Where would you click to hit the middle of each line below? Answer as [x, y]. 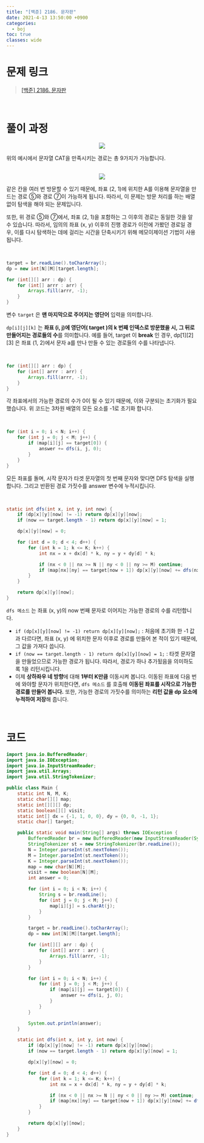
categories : [21, 23]
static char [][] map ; [44, 799]
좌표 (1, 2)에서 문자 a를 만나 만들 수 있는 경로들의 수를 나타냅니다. [98, 343]
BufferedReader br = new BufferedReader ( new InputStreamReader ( [111, 839]
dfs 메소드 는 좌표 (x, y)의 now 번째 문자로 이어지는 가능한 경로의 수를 [89, 610]
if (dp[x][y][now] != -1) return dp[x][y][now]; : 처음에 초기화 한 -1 [102, 631]
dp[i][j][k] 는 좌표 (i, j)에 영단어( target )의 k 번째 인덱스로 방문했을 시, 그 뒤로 [101, 328]
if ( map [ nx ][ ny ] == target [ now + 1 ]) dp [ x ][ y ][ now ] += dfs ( [116, 570]
